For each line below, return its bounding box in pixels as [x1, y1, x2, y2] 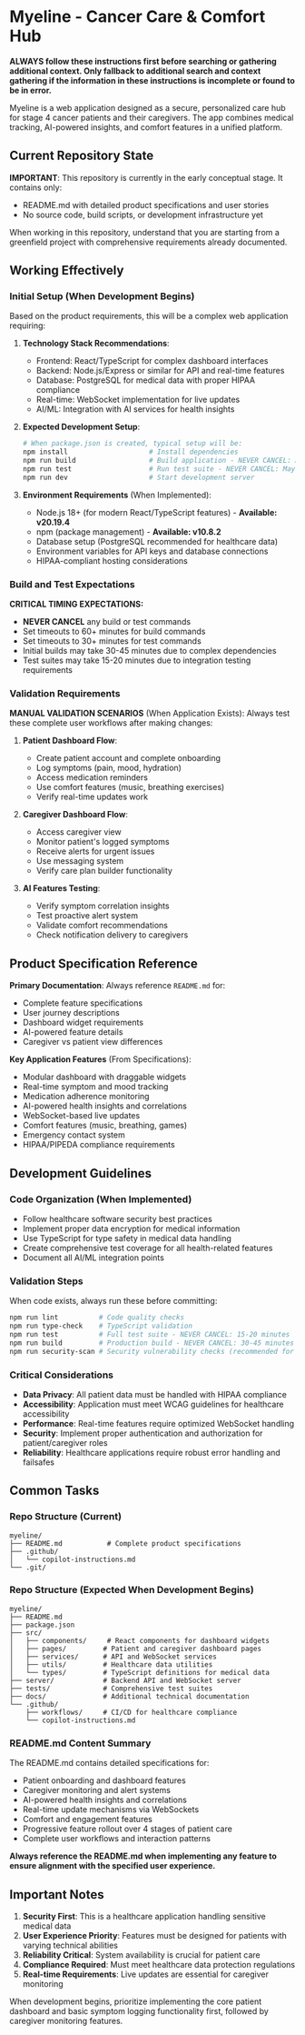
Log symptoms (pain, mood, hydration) [35, 762, 182, 774]
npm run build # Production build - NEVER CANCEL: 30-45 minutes [9, 1338, 295, 1348]
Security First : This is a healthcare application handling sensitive [22, 1910, 266, 1921]
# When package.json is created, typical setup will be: [22, 439, 243, 448]
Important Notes [9, 1887, 104, 1902]
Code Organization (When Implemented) [9, 1193, 192, 1206]
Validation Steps [9, 1275, 84, 1288]
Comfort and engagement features [22, 1814, 152, 1825]
